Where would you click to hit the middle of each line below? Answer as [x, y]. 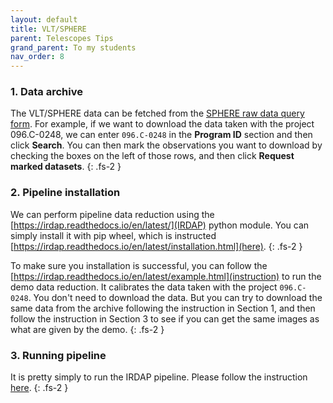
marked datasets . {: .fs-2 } [66, 167]
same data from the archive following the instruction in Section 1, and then [163, 308]
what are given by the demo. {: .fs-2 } [87, 329]
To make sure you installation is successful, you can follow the [139, 265]
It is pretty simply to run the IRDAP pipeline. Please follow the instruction [159, 377]
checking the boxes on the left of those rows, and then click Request [152, 156]
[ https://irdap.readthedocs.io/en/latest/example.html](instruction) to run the [166, 276]
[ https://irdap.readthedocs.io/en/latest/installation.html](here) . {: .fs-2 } [156, 246]
